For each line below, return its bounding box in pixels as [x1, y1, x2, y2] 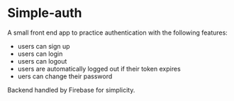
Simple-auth [7, 5, 82, 21]
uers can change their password [17, 72, 113, 81]
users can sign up [17, 42, 70, 50]
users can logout [17, 57, 67, 65]
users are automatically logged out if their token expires [17, 64, 181, 73]
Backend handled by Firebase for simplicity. [7, 85, 135, 94]
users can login [17, 49, 63, 58]
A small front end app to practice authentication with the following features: [7, 28, 228, 37]
